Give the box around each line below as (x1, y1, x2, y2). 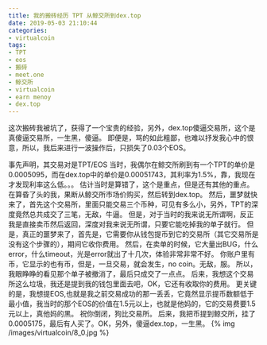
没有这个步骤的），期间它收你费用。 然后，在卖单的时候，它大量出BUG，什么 (8, 239, 258, 249)
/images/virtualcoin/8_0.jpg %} (8, 328, 110, 338)
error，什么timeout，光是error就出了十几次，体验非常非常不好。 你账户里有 (8, 250, 256, 259)
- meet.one (8, 71, 44, 79)
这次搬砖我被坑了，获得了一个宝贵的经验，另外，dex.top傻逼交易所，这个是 (8, 123, 256, 133)
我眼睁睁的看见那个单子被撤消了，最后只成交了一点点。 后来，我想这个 (8, 269, 240, 279)
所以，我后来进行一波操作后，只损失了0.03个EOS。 (21, 143, 191, 153)
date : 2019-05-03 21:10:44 (8, 19, 98, 27)
